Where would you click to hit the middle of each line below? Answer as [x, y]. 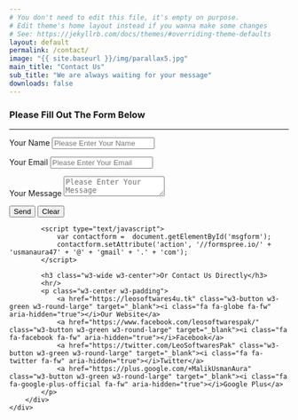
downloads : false [41, 83]
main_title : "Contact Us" [57, 67]
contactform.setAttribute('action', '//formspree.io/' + [164, 244]
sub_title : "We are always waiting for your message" [111, 75]
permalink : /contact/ [49, 51]
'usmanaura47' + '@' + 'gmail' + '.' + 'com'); [99, 252]
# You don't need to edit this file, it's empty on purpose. [125, 17]
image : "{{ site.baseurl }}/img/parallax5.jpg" [99, 59]
